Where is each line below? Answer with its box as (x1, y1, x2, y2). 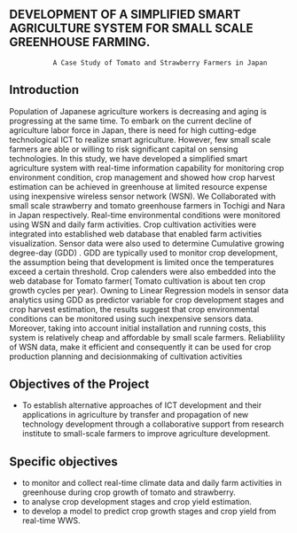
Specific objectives (9, 454, 118, 469)
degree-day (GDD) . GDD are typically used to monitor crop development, (9, 247, 278, 258)
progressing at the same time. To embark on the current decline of (9, 115, 253, 126)
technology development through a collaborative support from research (21, 419, 285, 429)
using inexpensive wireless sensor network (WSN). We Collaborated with (9, 191, 277, 201)
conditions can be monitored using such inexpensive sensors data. (9, 313, 254, 324)
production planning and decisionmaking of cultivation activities (9, 350, 243, 362)
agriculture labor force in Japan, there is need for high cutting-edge (9, 124, 257, 136)
